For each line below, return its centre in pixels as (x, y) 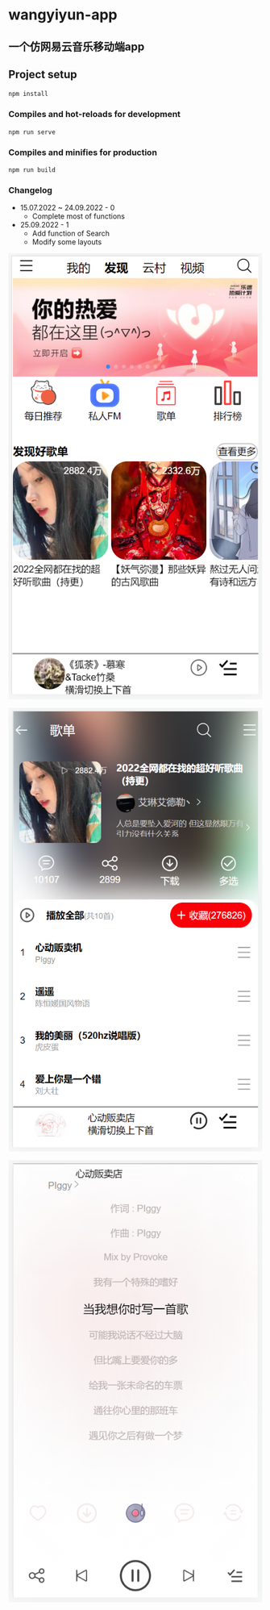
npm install (28, 94)
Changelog (30, 190)
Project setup (43, 74)
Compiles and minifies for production (83, 152)
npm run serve (32, 132)
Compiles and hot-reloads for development (95, 115)
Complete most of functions (78, 216)
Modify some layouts (67, 242)
